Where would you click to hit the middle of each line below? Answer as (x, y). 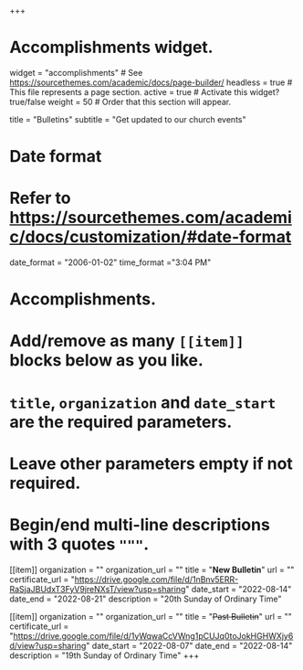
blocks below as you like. (106, 361)
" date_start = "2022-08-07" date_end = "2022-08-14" (189, 645)
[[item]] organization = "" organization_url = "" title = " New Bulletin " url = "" (152, 569)
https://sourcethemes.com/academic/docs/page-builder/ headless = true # (151, 82)
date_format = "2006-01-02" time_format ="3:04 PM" (110, 262)
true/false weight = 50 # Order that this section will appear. (120, 101)
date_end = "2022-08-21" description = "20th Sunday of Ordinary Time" (146, 599)
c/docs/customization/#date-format (151, 237)
